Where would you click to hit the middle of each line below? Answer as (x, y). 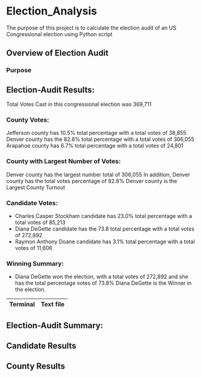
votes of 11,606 (34, 248)
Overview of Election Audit (58, 53)
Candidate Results (41, 346)
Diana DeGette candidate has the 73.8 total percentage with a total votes (105, 229)
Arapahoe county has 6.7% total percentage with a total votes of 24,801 (95, 146)
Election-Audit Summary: (55, 326)
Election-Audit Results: (50, 89)
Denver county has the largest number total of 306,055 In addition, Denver (98, 174)
